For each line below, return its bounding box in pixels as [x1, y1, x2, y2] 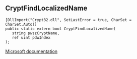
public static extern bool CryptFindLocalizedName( [5, 26, 116, 31]
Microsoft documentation [5, 48, 58, 54]
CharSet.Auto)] [5, 22, 37, 27]
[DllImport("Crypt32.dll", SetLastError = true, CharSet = [5, 17, 132, 22]
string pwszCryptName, [12, 30, 59, 36]
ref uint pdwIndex [12, 35, 51, 40]
